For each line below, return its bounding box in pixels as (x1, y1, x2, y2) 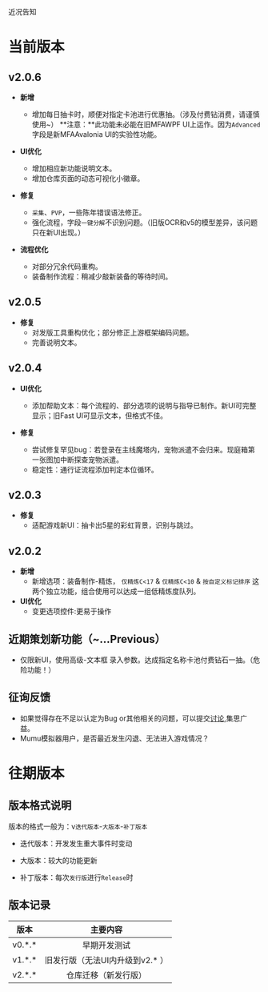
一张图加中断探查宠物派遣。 (31, 455, 124, 464)
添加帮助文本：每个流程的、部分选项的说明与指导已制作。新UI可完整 (31, 400, 257, 410)
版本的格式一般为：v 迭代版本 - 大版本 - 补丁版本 (8, 821, 148, 831)
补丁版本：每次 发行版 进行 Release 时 (19, 872, 134, 882)
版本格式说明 (8, 799, 72, 813)
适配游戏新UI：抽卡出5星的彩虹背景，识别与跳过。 (31, 520, 198, 530)
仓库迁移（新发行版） (66, 970, 146, 981)
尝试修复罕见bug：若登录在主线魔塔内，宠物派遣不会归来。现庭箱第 (31, 444, 256, 454)
